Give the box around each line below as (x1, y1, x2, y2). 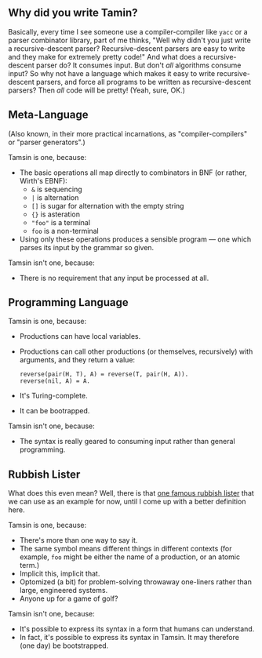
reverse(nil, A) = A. (19, 377, 90, 385)
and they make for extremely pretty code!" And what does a (8, 52, 202, 61)
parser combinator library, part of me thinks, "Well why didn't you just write (8, 35, 251, 45)
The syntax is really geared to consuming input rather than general (19, 437, 235, 446)
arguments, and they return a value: (19, 355, 136, 365)
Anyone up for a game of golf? (19, 594, 118, 603)
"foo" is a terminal (31, 217, 91, 227)
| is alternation (31, 192, 79, 202)
